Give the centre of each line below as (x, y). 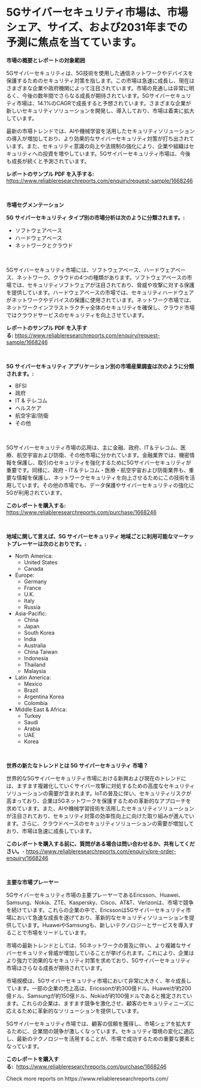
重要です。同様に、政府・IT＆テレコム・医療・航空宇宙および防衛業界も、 (97, 470)
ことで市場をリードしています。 (50, 932)
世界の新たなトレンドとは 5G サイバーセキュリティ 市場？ (77, 765)
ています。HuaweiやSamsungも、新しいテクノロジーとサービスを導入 (103, 925)
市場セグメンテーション (35, 205)
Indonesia (36, 658)
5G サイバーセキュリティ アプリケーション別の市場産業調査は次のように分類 (100, 366)
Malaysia (35, 671)
